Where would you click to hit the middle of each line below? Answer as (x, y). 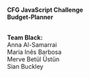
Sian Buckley (25, 66)
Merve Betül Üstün (33, 59)
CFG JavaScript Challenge (45, 10)
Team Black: (25, 37)
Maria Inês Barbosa (34, 52)
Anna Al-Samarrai (32, 45)
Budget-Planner (30, 17)
